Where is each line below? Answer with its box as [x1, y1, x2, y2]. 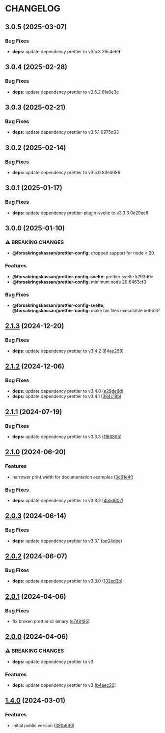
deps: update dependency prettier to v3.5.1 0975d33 [12, 129, 119, 135]
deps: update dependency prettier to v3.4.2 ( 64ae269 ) [12, 348, 124, 354]
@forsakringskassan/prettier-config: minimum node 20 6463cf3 [12, 279, 146, 285]
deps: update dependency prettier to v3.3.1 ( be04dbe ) [12, 538, 123, 544]
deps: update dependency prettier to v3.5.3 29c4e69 [12, 48, 120, 54]
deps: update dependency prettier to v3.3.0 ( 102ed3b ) [12, 578, 123, 584]
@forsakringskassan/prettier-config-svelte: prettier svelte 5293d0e [12, 273, 154, 279]
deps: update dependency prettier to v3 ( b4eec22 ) [12, 682, 116, 688]
